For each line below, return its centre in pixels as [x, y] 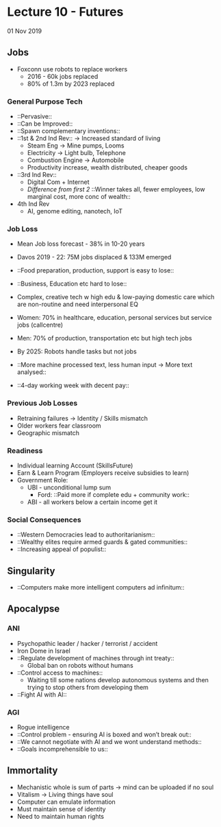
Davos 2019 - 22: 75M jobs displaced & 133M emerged [94, 257]
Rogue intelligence [43, 727]
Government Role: [42, 480]
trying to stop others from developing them [88, 687]
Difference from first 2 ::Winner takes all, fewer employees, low [116, 189]
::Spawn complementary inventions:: [68, 131]
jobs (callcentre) [40, 325]
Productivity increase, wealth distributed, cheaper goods [107, 167]
